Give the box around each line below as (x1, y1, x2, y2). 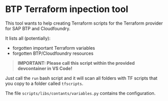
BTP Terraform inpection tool (5, 4, 128, 15)
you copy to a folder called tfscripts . (5, 80, 83, 86)
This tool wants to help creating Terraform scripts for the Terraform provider (5, 20, 163, 26)
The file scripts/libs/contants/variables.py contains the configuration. (5, 90, 156, 96)
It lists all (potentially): (5, 35, 51, 41)
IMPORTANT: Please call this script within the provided (17, 60, 135, 66)
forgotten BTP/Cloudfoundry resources (12, 50, 94, 56)
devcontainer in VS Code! (17, 65, 73, 71)
